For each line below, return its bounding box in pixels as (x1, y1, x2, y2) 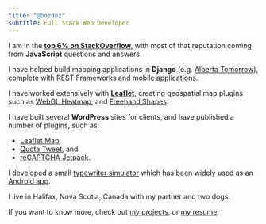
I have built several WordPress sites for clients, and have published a (8, 112, 234, 121)
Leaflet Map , (19, 135, 62, 145)
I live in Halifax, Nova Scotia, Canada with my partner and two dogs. (8, 192, 231, 201)
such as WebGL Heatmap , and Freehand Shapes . (8, 97, 169, 106)
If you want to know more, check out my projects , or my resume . (8, 207, 220, 216)
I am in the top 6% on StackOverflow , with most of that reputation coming (8, 40, 253, 50)
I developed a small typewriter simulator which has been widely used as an (8, 168, 254, 177)
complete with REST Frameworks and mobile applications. (8, 73, 199, 82)
